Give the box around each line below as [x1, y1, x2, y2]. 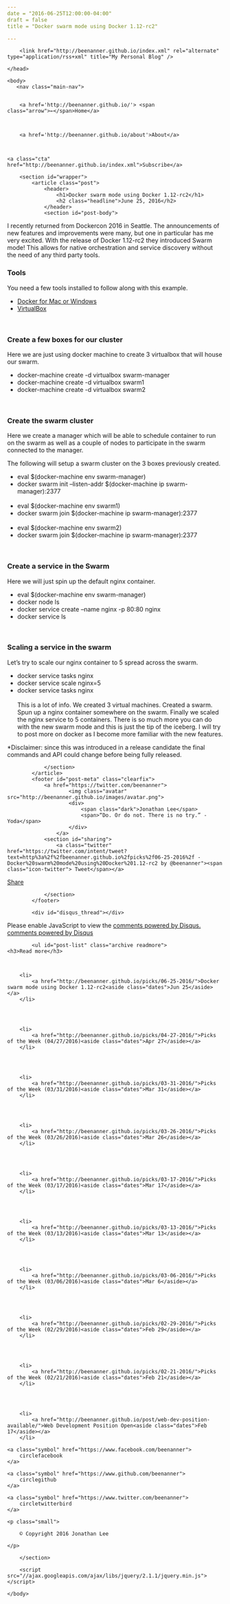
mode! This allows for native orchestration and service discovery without [7, 244, 214, 252]
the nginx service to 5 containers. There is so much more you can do [16, 715, 212, 723]
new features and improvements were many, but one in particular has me [7, 229, 214, 237]
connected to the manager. [7, 446, 84, 454]
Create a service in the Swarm [7, 561, 110, 571]
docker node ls [16, 598, 60, 606]
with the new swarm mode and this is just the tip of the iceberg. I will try [16, 722, 221, 731]
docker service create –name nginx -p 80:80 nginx [16, 605, 161, 613]
